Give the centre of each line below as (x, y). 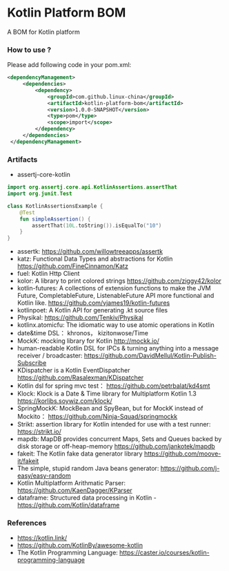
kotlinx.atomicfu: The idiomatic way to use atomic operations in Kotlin (116, 325)
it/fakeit (28, 461)
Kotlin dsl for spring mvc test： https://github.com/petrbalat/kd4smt (113, 386)
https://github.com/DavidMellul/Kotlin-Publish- (150, 356)
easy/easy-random (44, 476)
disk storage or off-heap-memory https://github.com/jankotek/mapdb (116, 447)
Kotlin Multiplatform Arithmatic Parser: (71, 483)
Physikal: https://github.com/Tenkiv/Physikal (80, 318)
